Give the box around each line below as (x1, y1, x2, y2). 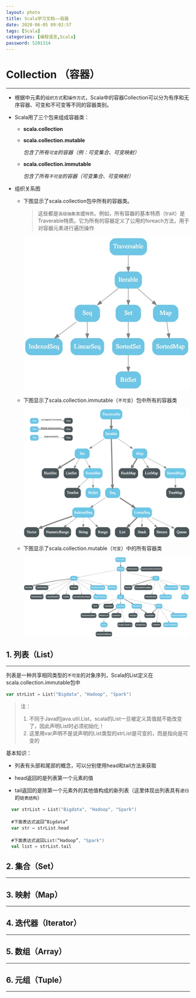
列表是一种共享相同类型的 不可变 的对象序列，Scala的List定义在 (6, 672, 153, 679)
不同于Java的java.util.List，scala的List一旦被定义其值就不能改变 (29, 715, 183, 722)
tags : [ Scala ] (6, 28, 41, 34)
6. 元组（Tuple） (6, 975, 67, 985)
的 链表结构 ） (14, 794, 43, 801)
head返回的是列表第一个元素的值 (14, 775, 93, 782)
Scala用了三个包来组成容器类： (14, 113, 90, 121)
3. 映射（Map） (6, 890, 62, 900)
